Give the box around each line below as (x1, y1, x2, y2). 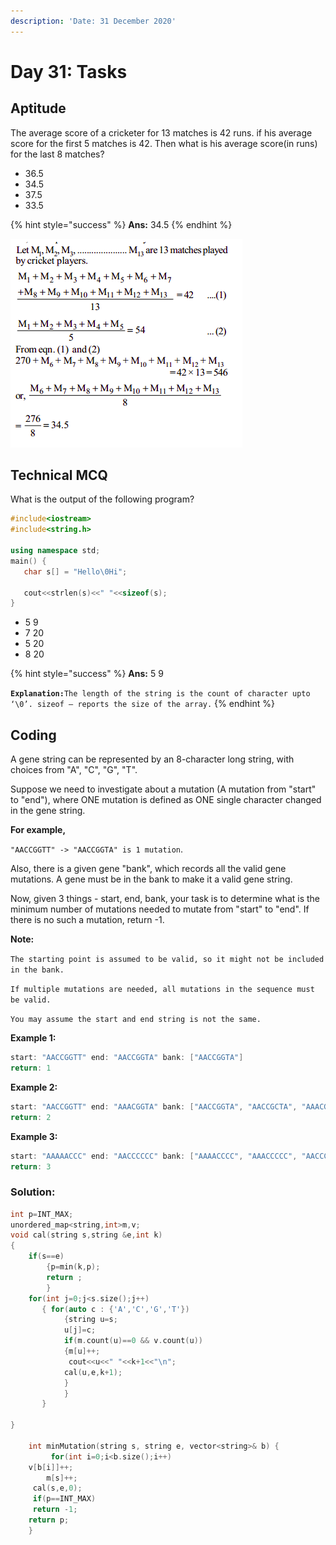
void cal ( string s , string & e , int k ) (10, 1230, 163, 1240)
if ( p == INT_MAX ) (32, 1494, 97, 1504)
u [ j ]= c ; (63, 1325, 97, 1335)
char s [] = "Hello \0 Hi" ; (23, 566, 128, 577)
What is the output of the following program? (10, 493, 195, 505)
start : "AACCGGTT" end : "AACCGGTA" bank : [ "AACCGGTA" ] (10, 1053, 244, 1063)
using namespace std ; (10, 546, 101, 556)
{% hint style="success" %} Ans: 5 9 (10, 668, 164, 680)
